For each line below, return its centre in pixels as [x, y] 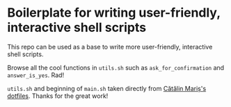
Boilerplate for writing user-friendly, [114, 13]
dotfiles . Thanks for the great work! [58, 96]
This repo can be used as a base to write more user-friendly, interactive [110, 47]
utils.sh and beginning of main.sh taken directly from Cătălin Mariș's [107, 88]
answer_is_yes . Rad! [36, 75]
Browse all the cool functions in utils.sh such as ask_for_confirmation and [116, 67]
